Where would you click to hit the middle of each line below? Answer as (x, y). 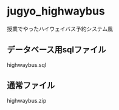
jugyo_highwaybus (56, 11)
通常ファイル (31, 85)
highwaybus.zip (27, 100)
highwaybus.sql (27, 64)
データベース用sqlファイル (56, 50)
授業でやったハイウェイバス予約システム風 (60, 29)
